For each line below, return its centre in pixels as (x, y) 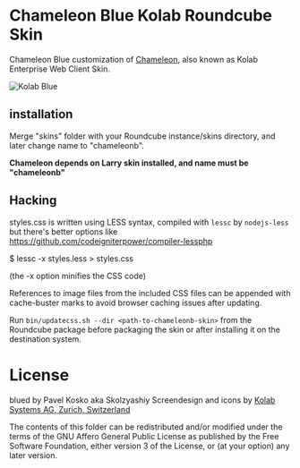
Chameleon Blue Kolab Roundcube (141, 16)
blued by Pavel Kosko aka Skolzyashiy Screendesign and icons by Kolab (142, 400)
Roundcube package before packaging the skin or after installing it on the (145, 329)
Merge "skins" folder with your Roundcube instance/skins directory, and (142, 136)
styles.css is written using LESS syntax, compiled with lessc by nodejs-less (149, 222)
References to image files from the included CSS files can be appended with (150, 293)
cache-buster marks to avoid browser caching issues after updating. (136, 302)
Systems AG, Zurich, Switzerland (70, 409)
